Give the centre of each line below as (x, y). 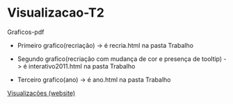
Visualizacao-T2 (56, 13)
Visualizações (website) (41, 93)
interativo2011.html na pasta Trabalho (82, 66)
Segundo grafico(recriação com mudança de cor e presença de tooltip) (120, 59)
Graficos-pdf (26, 32)
